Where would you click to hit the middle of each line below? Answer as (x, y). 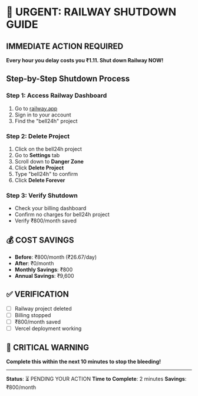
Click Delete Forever (40, 180)
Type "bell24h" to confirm (46, 174)
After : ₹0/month (34, 264)
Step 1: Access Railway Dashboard (57, 95)
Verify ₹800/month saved (45, 221)
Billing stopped (33, 315)
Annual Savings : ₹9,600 (44, 276)
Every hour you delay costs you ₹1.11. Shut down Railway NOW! (85, 60)
